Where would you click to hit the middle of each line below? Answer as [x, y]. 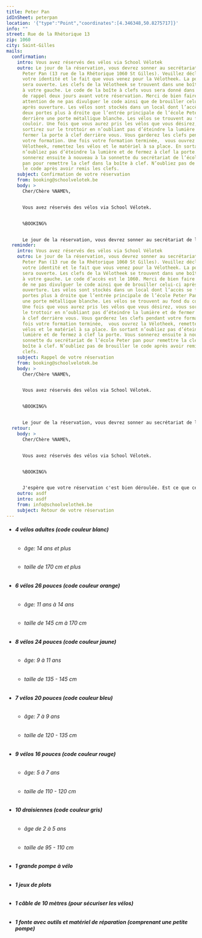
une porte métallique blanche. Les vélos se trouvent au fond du [106, 301]
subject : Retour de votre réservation [66, 510]
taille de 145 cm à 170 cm [55, 623]
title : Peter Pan [28, 12]
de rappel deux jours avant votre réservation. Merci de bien [102, 96]
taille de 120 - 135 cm [50, 735]
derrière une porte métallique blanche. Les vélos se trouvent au [107, 118]
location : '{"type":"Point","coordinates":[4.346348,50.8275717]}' [93, 23]
